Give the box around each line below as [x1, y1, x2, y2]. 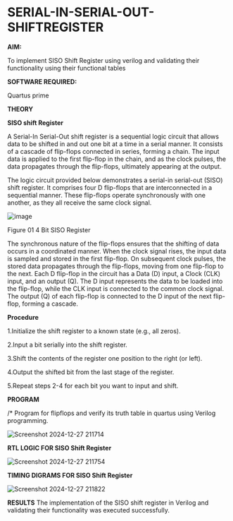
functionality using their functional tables [7, 64, 126, 72]
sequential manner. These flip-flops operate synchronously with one [7, 191, 206, 199]
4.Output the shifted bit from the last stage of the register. [7, 368, 175, 376]
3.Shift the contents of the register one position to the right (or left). [7, 354, 203, 362]
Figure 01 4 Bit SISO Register [7, 225, 91, 234]
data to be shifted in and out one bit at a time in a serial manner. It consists [7, 139, 223, 148]
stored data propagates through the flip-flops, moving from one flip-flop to [7, 262, 224, 270]
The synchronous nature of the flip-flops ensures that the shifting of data [7, 239, 220, 248]
